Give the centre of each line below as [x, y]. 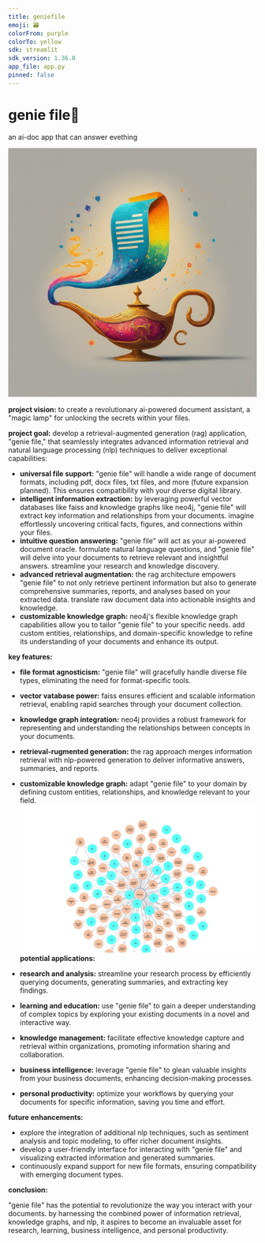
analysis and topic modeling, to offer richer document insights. [121, 1140]
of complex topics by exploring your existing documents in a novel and [134, 1014]
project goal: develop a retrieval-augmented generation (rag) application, [127, 433]
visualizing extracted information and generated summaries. [117, 1158]
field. [28, 800]
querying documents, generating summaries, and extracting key [124, 982]
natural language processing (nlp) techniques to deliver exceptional [118, 449]
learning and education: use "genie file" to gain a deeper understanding [138, 1005]
